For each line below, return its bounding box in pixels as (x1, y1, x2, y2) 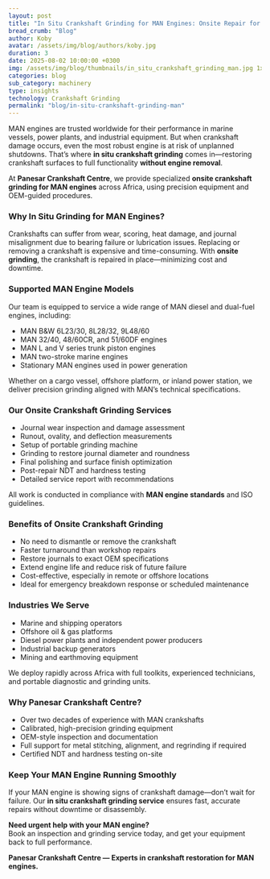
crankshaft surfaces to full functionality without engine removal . (8, 158, 223, 168)
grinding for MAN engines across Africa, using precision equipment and (8, 182, 249, 192)
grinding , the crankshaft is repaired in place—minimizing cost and (8, 255, 227, 264)
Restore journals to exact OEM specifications (19, 554, 169, 564)
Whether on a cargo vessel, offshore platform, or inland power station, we (8, 375, 253, 385)
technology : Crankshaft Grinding (8, 94, 121, 102)
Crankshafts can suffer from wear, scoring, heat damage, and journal (8, 229, 237, 238)
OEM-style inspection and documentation (19, 732, 158, 741)
